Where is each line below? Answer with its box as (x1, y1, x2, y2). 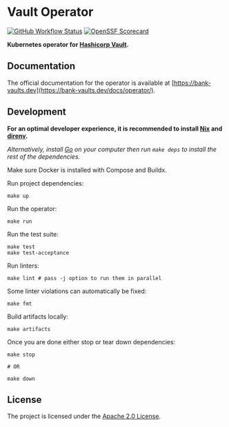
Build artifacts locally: (7, 312, 69, 321)
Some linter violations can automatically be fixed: (7, 287, 147, 295)
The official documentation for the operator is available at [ (7, 79, 175, 87)
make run (7, 218, 32, 225)
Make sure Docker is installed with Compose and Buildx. (7, 166, 167, 174)
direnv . (7, 132, 28, 140)
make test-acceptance (7, 249, 70, 256)
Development (7, 106, 67, 118)
